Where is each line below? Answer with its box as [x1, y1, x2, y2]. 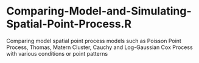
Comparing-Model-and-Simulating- [6, 4, 192, 18]
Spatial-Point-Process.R [6, 17, 132, 31]
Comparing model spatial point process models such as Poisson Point [6, 37, 181, 44]
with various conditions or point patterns [6, 50, 108, 57]
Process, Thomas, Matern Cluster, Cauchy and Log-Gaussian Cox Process [6, 44, 193, 51]
